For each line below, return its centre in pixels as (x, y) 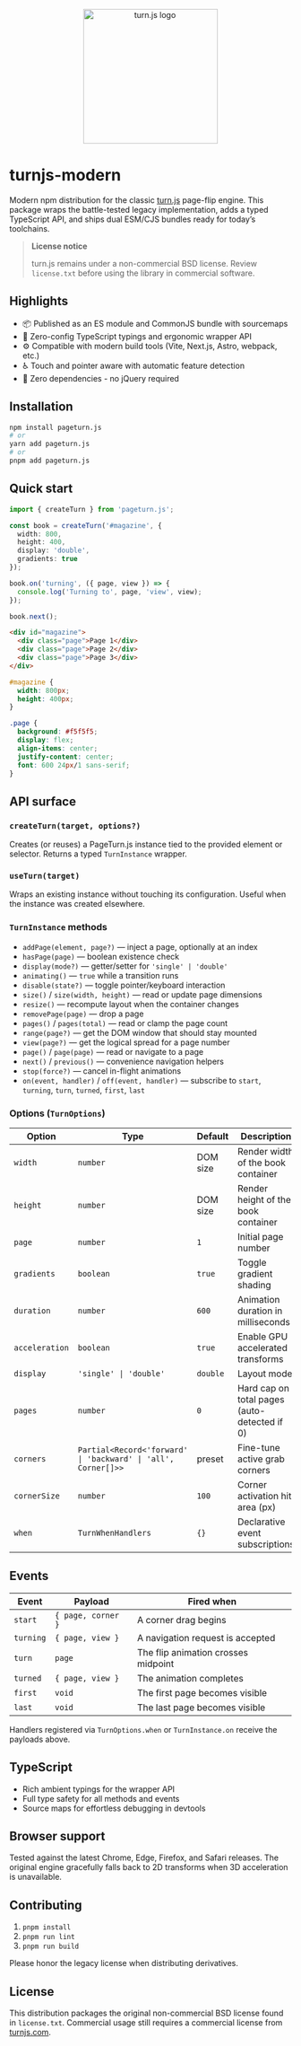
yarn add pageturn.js (50, 444)
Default (213, 1136)
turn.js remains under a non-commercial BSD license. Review (144, 263)
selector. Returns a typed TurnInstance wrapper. (99, 854)
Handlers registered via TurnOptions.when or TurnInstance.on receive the (143, 1729)
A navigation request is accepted (206, 1638)
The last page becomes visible (202, 1708)
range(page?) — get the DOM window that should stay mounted (139, 1032)
